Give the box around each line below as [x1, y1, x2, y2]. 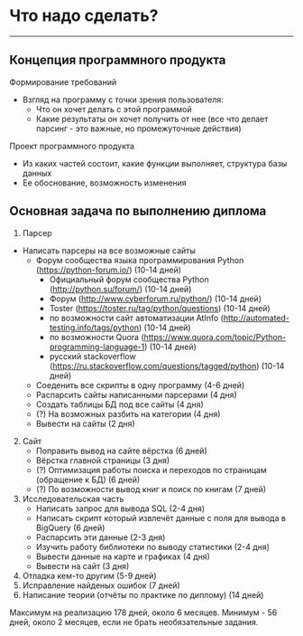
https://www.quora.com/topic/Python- [143, 331, 287, 342]
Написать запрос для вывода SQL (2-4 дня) [35, 503, 206, 514]
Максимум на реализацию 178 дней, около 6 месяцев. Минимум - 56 [9, 607, 278, 618]
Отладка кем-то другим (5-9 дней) [22, 570, 157, 581]
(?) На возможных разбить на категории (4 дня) [35, 408, 221, 419]
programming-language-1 [49, 341, 145, 352]
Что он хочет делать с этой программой [35, 103, 192, 114]
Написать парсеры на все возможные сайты [22, 245, 197, 256]
